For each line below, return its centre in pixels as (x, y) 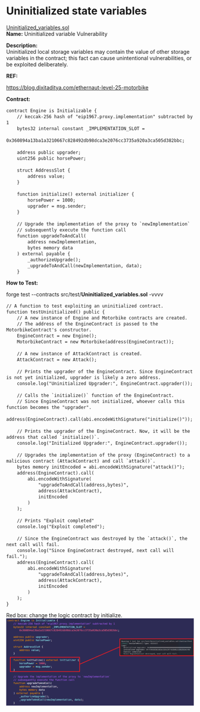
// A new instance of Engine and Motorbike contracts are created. (102, 318)
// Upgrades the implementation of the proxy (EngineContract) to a (104, 455)
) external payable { (43, 254)
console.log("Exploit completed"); (61, 527)
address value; (46, 176)
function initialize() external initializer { (76, 194)
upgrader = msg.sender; (57, 206)
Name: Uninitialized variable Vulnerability (57, 33)
